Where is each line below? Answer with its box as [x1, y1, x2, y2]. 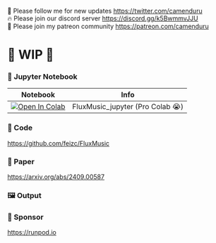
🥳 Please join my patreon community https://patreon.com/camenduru [7, 22, 210, 30]
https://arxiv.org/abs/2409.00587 [7, 173, 104, 181]
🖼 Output [7, 191, 42, 200]
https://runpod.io [7, 228, 56, 237]
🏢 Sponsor [7, 212, 44, 222]
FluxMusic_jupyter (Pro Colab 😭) [72, 102, 184, 112]
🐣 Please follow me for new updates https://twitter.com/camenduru [7, 7, 203, 15]
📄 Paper [7, 156, 35, 166]
